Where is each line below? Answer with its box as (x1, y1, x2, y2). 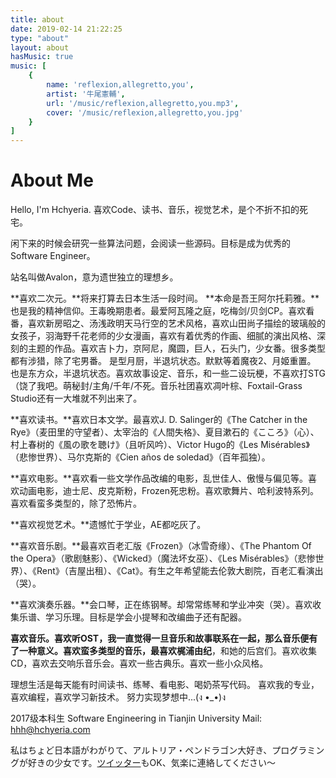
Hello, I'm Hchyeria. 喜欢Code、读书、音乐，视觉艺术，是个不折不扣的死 (10, 204, 309, 216)
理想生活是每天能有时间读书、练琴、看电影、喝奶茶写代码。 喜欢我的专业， (10, 679, 320, 691)
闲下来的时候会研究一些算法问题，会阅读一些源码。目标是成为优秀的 (10, 237, 291, 250)
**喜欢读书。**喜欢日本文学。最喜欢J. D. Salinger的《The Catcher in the (10, 414, 308, 426)
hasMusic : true (10, 52, 74, 62)
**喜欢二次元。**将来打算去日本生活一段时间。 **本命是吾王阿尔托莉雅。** (10, 292, 320, 305)
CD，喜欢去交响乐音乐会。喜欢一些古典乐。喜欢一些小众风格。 (10, 657, 269, 670)
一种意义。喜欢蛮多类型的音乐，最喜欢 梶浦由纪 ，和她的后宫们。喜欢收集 (18, 645, 317, 657)
